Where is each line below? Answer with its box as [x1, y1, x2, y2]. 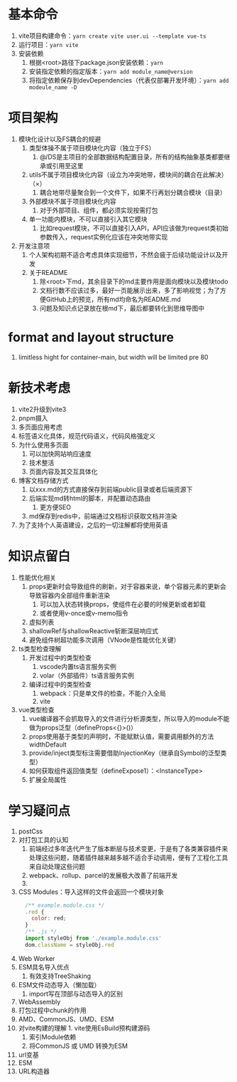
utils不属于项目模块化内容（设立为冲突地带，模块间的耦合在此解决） [28, 170, 228, 179]
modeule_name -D [28, 83, 77, 91]
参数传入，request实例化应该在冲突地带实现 [39, 232, 168, 241]
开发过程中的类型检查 [28, 653, 92, 662]
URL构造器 [18, 1066, 50, 1076]
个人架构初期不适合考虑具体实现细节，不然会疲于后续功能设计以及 [28, 250, 222, 259]
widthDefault [28, 740, 67, 749]
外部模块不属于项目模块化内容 [28, 197, 116, 205]
